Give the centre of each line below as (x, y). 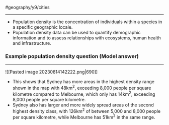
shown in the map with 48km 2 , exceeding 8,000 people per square (82, 87)
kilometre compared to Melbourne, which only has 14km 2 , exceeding (84, 94)
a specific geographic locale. (43, 27)
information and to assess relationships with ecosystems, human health (87, 38)
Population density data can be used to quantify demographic (76, 33)
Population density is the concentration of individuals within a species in (87, 22)
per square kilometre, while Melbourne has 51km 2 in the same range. (84, 117)
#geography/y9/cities (27, 7)
